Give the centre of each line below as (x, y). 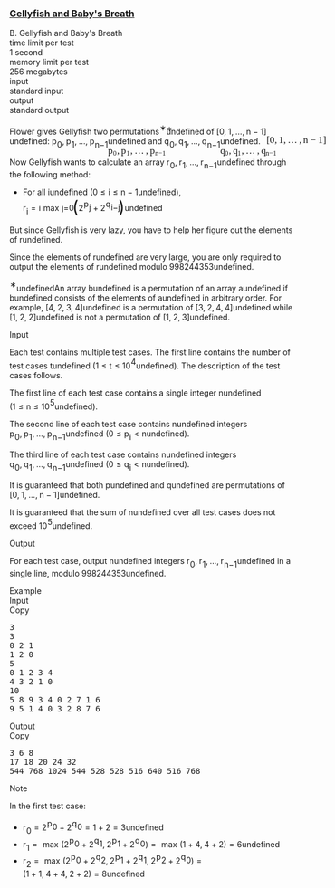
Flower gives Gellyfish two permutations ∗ (88, 130)
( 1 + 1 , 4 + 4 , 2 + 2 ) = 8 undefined (83, 874)
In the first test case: (48, 806)
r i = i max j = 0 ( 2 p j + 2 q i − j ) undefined (92, 207)
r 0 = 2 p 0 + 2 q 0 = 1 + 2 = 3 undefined (93, 827)
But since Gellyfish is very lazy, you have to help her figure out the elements (151, 230)
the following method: (50, 175)
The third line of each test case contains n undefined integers (123, 454)
